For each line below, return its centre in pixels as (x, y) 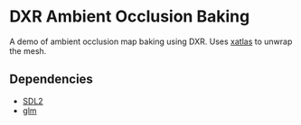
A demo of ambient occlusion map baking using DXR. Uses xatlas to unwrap (151, 41)
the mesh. (28, 50)
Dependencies (51, 80)
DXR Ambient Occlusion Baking (130, 17)
